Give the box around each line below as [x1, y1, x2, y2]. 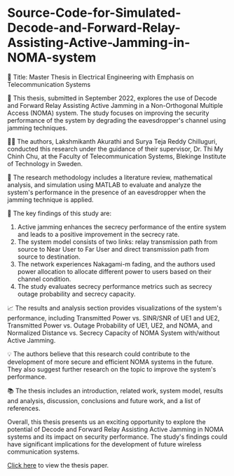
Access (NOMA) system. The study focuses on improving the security [7, 109, 209, 117]
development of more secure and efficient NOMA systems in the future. [7, 358, 214, 366]
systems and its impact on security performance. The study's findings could [7, 433, 228, 441]
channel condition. [17, 275, 71, 283]
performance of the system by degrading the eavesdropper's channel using [7, 116, 226, 124]
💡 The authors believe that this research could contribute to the [7, 349, 191, 358]
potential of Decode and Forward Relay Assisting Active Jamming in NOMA [7, 425, 224, 433]
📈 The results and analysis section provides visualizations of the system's [7, 304, 222, 312]
